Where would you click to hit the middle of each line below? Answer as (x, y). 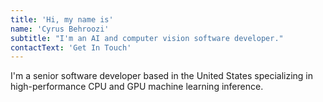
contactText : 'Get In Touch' (71, 47)
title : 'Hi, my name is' (62, 19)
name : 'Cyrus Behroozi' (60, 29)
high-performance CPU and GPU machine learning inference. (137, 87)
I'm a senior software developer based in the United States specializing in (161, 76)
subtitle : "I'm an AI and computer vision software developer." (147, 38)
